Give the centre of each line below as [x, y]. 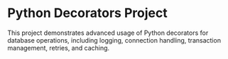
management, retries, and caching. [59, 48]
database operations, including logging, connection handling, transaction [114, 40]
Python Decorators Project [88, 13]
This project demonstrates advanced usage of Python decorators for [108, 33]
